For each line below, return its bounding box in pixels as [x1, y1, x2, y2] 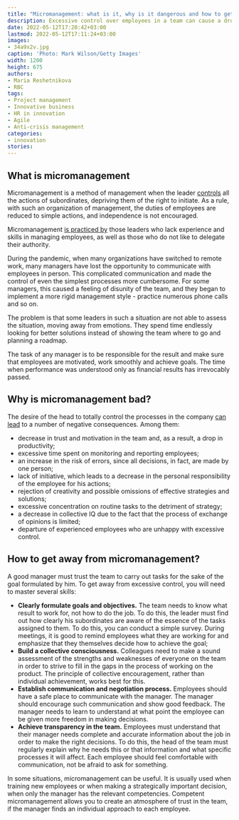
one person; [17, 464, 53, 472]
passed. [7, 373, 31, 381]
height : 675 [7, 64, 43, 71]
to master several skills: [7, 587, 77, 596]
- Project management [7, 97, 72, 104]
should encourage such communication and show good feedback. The [17, 699, 225, 708]
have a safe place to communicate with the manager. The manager [17, 692, 214, 700]
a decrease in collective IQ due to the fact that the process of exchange [17, 510, 228, 518]
